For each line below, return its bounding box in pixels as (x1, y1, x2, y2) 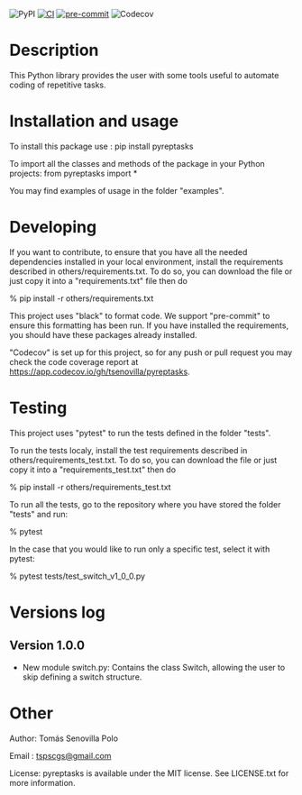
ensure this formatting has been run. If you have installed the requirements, (9, 320, 289, 331)
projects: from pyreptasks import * (9, 168, 138, 178)
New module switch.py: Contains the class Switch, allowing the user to (22, 662, 286, 672)
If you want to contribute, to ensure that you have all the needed (9, 246, 248, 257)
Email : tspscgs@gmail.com (9, 750, 112, 761)
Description (9, 41, 99, 60)
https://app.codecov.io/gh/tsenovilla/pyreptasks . (9, 366, 191, 377)
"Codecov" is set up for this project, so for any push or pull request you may (9, 347, 293, 358)
